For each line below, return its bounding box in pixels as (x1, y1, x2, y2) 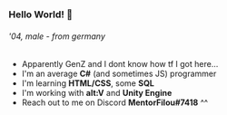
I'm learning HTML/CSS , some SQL (21, 78, 155, 89)
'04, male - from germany (8, 31, 106, 42)
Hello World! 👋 (8, 8, 74, 21)
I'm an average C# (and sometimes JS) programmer (21, 68, 217, 80)
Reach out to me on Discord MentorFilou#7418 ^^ (21, 97, 209, 108)
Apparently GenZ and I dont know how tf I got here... (21, 59, 219, 70)
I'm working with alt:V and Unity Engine (21, 88, 173, 99)
